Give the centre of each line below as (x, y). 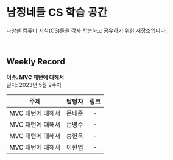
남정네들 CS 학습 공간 (57, 12)
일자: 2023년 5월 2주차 (34, 85)
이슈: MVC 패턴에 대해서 (35, 77)
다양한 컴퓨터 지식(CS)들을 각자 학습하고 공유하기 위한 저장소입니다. (87, 30)
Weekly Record (36, 62)
